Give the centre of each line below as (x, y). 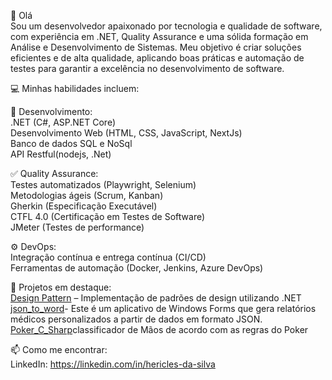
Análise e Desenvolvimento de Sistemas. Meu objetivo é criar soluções (156, 47)
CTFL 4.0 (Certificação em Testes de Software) (108, 216)
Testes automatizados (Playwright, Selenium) (103, 184)
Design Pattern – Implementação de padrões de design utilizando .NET (156, 298)
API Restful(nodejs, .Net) (61, 154)
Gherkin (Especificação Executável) (84, 206)
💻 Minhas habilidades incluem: (75, 88)
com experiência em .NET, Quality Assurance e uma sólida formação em (159, 36)
